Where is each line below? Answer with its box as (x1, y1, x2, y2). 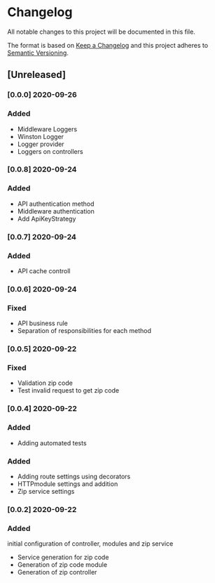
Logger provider (17, 140, 64, 148)
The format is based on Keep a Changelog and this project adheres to (7, 41, 209, 49)
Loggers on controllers (17, 147, 83, 155)
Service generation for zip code (17, 553, 109, 562)
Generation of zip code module (17, 561, 107, 569)
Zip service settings (17, 487, 75, 495)
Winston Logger (17, 132, 64, 140)
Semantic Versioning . (7, 48, 69, 57)
